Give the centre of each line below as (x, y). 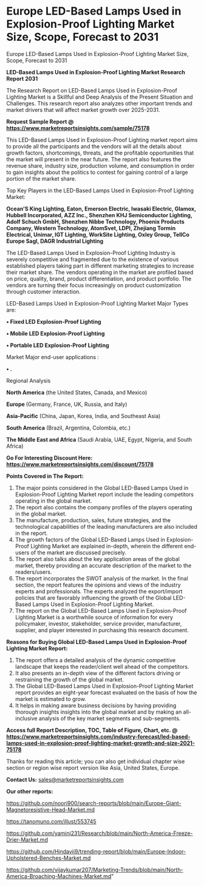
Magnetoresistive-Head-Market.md (51, 809)
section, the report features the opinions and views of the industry (98, 585)
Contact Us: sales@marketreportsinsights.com (65, 780)
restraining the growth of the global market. (70, 679)
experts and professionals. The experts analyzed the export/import (99, 591)
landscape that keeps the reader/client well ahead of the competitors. (102, 666)
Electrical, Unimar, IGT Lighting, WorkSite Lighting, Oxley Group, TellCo (98, 234)
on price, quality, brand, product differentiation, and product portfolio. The (99, 279)
